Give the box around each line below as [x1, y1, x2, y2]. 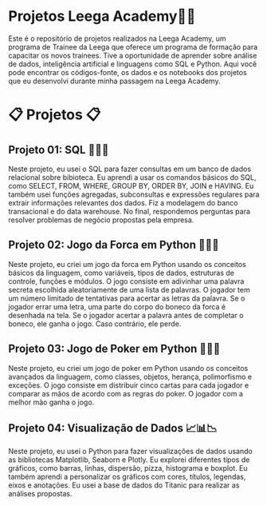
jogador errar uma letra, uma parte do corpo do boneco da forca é [8, 301, 226, 311]
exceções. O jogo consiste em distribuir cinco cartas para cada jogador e [8, 380, 249, 390]
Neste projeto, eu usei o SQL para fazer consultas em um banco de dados [8, 164, 252, 173]
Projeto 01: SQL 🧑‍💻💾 [8, 143, 109, 157]
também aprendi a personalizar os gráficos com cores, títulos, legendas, [8, 472, 246, 482]
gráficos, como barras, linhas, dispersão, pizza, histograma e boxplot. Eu [8, 464, 249, 473]
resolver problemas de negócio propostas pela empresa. [8, 215, 194, 225]
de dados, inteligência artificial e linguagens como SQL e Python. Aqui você [8, 59, 257, 69]
